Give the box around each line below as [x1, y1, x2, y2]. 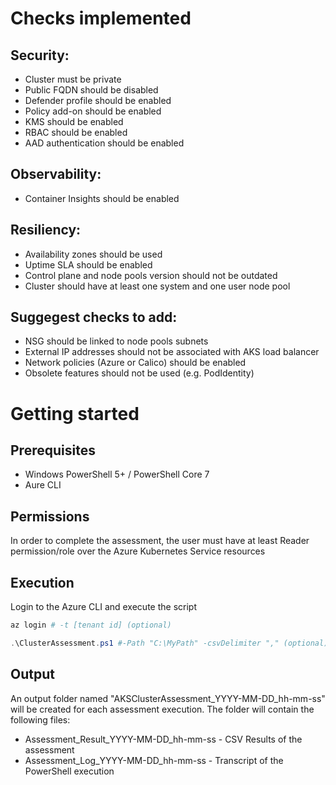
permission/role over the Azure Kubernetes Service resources [10, 545, 266, 557]
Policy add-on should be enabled [24, 105, 162, 117]
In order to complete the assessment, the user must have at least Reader [10, 535, 310, 547]
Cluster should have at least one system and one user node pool [24, 280, 291, 292]
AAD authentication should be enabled [24, 137, 185, 149]
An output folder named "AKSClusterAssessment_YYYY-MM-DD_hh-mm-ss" [10, 692, 326, 704]
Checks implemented [10, 7, 192, 30]
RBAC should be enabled [24, 127, 128, 138]
